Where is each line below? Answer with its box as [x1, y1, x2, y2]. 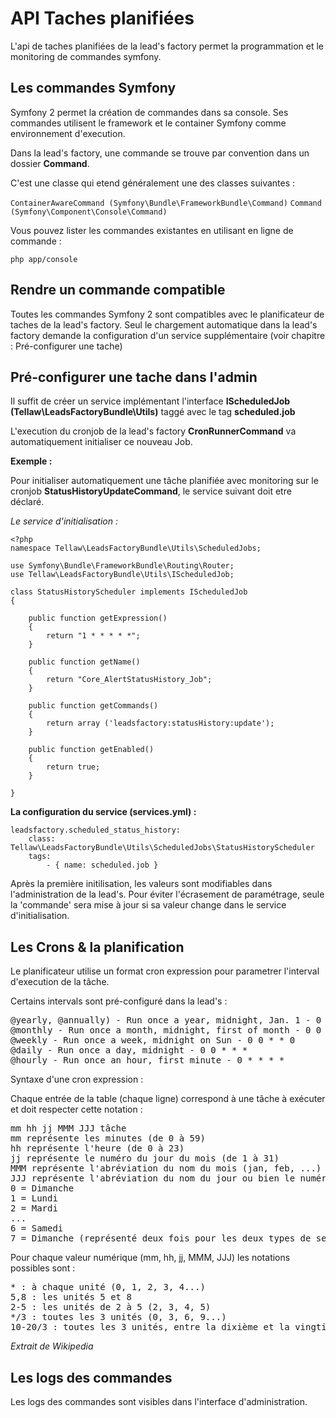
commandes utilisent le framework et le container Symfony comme [10, 117, 287, 129]
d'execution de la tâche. [10, 976, 110, 988]
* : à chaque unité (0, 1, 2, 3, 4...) [10, 1282, 206, 1293]
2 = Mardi [10, 1203, 58, 1214]
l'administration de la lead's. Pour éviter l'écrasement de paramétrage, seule [10, 888, 325, 901]
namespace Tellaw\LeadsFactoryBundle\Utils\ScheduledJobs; [10, 543, 262, 554]
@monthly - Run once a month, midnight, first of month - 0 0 [10, 1025, 322, 1036]
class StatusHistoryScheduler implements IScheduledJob [10, 587, 248, 597]
